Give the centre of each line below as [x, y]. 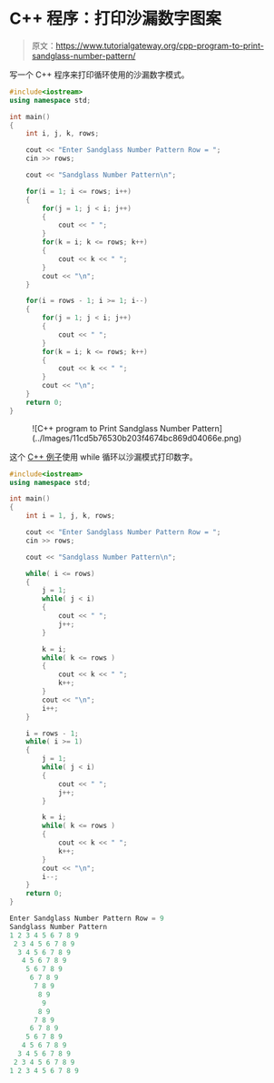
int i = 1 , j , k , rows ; [71, 516]
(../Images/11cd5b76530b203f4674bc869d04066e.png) [137, 438]
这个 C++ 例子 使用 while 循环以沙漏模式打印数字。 [103, 457]
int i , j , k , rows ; [63, 134]
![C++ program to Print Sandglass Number [111, 428]
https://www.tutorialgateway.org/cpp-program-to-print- [160, 46]
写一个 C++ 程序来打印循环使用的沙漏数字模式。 [99, 75]
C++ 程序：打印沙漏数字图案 [116, 19]
